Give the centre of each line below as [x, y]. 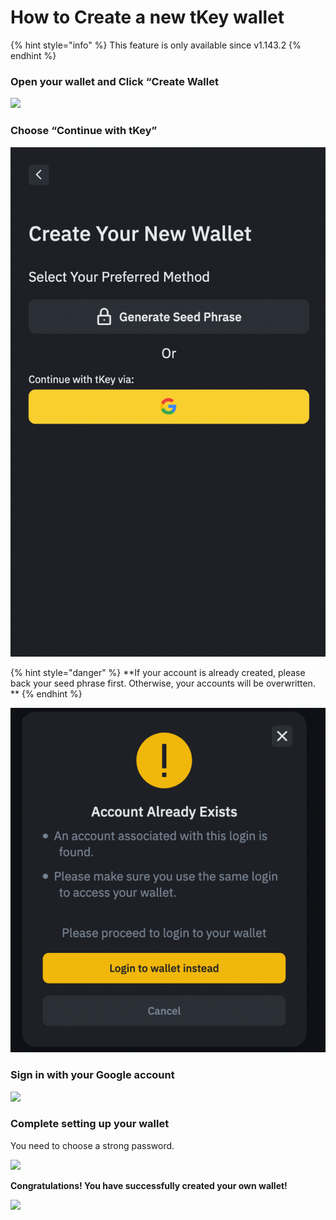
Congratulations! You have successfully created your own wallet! [149, 1185]
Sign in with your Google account [92, 1075]
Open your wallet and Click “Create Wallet [114, 81]
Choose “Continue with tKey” [84, 131]
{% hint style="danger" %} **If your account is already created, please [158, 672]
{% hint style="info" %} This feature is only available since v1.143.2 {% [156, 45]
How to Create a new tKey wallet [147, 17]
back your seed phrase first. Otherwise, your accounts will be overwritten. [163, 683]
